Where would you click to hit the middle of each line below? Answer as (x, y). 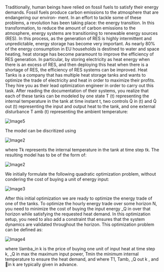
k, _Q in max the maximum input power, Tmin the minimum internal (72, 254)
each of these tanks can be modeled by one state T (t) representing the (77, 96)
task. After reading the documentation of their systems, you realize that (77, 91)
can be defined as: (24, 230)
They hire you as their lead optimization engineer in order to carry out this (80, 85)
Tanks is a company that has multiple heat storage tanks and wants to (75, 75)
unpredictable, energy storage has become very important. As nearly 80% (80, 44)
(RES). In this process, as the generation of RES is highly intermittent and (78, 38)
